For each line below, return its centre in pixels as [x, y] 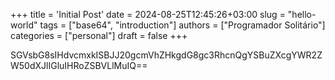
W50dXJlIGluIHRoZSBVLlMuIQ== [79, 65]
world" [24, 25]
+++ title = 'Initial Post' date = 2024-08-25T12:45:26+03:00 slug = [148, 14]
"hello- [302, 14]
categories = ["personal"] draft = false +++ [99, 35]
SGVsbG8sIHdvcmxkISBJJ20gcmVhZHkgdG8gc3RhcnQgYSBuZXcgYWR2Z [166, 55]
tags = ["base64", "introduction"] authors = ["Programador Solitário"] [182, 25]
